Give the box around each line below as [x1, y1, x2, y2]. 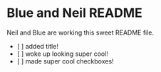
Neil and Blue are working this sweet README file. [6, 28, 155, 37]
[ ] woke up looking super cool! [16, 49, 108, 58]
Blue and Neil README [6, 5, 143, 21]
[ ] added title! [16, 42, 58, 50]
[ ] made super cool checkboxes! [16, 56, 115, 65]
